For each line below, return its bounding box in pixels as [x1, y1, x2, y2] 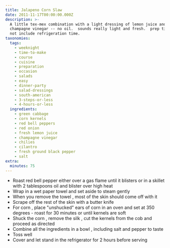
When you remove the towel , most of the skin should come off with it [12, 194, 158, 200]
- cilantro [14, 144, 37, 150]
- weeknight [14, 45, 39, 50]
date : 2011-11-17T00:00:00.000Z [5, 12, 73, 17]
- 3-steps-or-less [14, 97, 53, 102]
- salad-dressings [14, 87, 53, 93]
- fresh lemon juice [14, 130, 58, 135]
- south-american [14, 92, 51, 98]
